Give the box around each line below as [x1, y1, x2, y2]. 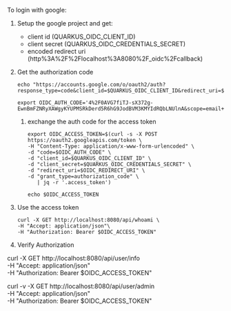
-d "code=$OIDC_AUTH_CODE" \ [27, 149, 112, 156]
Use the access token [17, 203, 79, 211]
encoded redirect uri [27, 48, 86, 55]
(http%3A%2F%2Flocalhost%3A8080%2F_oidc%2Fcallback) [27, 54, 203, 63]
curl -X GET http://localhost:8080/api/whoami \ [17, 217, 160, 223]
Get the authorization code [17, 68, 94, 76]
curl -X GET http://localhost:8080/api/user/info [7, 254, 140, 262]
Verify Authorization [17, 241, 74, 249]
